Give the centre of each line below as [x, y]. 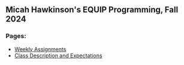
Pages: [16, 36]
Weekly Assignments [40, 49]
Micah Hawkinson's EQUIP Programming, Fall [92, 10]
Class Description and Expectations [58, 55]
